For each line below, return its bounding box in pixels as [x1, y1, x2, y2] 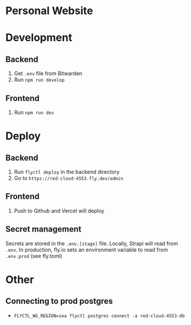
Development [5, 31, 73, 45]
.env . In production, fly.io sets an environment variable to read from [5, 246, 168, 253]
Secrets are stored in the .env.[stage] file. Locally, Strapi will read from [5, 240, 178, 247]
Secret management [5, 225, 81, 234]
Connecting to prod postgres [5, 296, 113, 306]
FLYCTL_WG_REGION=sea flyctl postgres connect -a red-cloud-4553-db [13, 313, 185, 319]
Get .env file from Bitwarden [13, 70, 83, 77]
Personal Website [5, 4, 93, 18]
